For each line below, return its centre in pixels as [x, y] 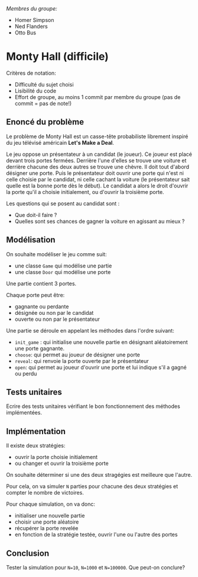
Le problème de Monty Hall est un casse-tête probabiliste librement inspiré [97, 136]
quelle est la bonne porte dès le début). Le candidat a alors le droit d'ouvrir [97, 186]
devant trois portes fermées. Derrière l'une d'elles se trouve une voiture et [96, 160]
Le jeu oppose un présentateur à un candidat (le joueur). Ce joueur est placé [99, 154]
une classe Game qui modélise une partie [63, 266]
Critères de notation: [31, 73]
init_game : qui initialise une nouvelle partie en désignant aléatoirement [101, 342]
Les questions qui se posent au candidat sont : [63, 203]
